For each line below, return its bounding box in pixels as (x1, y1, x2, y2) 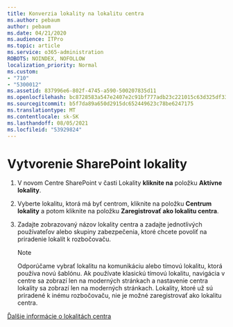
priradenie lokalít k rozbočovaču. (17, 235, 112, 243)
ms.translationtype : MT (7, 107, 76, 114)
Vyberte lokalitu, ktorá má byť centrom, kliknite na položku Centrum (17, 200, 212, 208)
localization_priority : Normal (7, 62, 98, 69)
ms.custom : (7, 68, 39, 75)
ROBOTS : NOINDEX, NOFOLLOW (7, 55, 85, 62)
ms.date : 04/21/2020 (7, 29, 67, 37)
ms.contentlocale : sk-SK (7, 113, 79, 120)
